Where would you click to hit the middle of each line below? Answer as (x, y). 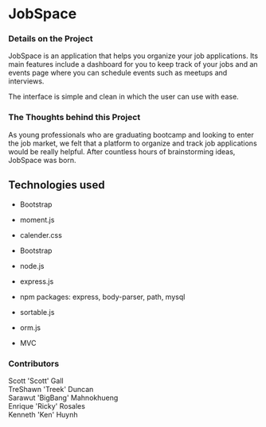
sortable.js (37, 312)
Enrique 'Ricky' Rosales (47, 406)
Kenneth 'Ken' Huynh (43, 414)
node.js (32, 266)
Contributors (34, 363)
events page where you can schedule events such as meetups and (118, 73)
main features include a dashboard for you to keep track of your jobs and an (133, 64)
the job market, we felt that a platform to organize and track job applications (133, 143)
